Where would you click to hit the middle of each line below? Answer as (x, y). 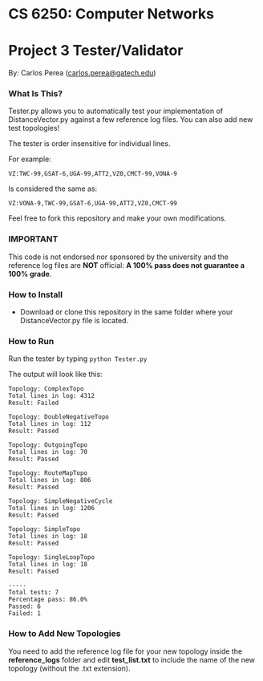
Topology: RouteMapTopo (48, 473)
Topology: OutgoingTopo (48, 445)
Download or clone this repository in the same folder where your (126, 312)
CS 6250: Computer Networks (111, 14)
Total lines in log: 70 (48, 452)
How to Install (35, 294)
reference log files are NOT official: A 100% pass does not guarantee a (127, 265)
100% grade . (30, 274)
